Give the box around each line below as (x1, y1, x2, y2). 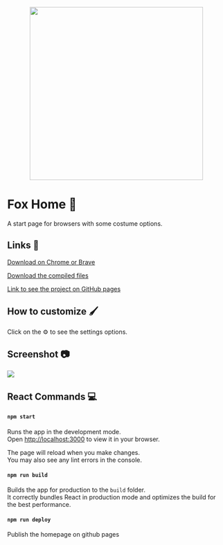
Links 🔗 (7, 240, 39, 251)
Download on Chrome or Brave (7, 258, 96, 266)
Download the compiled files (7, 271, 89, 280)
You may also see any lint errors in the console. (7, 456, 142, 464)
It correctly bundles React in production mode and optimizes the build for (7, 493, 216, 501)
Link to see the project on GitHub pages (7, 285, 121, 293)
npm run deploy (7, 516, 51, 523)
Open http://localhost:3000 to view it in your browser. (7, 435, 161, 443)
